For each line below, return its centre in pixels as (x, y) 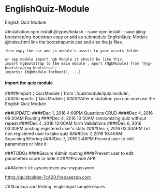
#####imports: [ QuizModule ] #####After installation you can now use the (80, 99)
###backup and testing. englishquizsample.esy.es (55, 187)
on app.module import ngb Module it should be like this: (65, 59)
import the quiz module (29, 83)
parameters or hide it (26, 144)
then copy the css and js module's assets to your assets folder (72, 51)
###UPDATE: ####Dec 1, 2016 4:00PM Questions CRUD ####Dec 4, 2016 (79, 113)
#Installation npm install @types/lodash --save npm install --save (70, 31)
